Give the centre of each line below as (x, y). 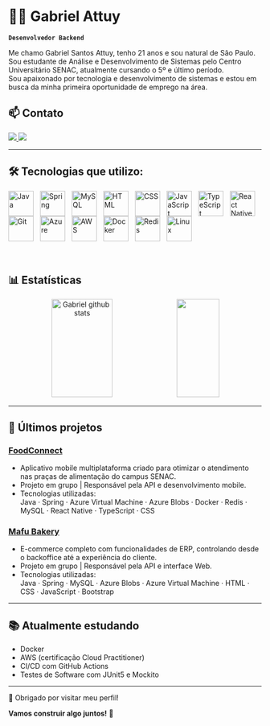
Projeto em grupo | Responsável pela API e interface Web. (116, 566)
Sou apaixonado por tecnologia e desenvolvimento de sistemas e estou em (133, 78)
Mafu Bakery (34, 531)
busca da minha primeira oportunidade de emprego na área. (108, 87)
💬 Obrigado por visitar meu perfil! (63, 698)
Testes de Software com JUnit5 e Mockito (89, 674)
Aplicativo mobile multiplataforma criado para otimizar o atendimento (134, 468)
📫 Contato (36, 113)
